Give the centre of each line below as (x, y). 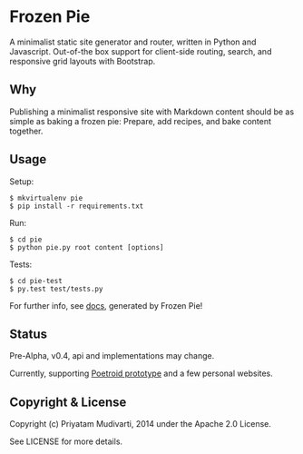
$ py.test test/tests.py (56, 289)
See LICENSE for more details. (66, 441)
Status (29, 334)
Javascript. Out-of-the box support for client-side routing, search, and (141, 51)
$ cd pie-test (36, 281)
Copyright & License (68, 402)
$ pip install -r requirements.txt (77, 206)
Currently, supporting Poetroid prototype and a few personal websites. (142, 373)
